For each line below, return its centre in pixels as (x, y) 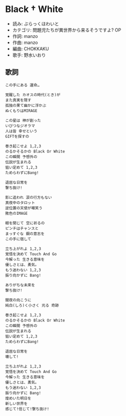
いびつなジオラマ (20, 126)
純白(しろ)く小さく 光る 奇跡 (32, 305)
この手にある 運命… (22, 85)
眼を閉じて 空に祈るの (25, 223)
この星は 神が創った (23, 120)
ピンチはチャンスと (22, 228)
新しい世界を (16, 403)
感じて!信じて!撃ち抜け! (27, 409)
